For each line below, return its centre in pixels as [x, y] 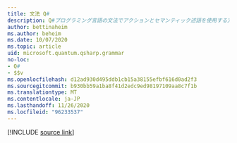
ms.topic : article [34, 46]
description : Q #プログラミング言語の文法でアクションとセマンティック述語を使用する [117, 20]
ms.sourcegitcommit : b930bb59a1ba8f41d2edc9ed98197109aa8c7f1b [102, 86]
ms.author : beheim [34, 33]
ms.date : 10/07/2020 [38, 40]
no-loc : [19, 60]
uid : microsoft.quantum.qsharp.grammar [66, 54]
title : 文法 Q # [29, 14]
